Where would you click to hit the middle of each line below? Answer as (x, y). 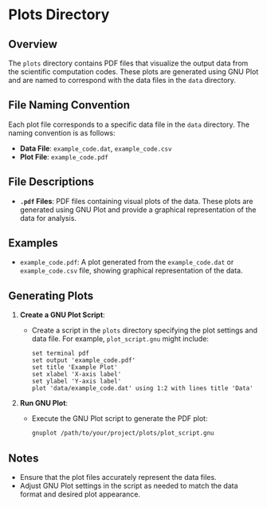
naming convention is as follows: (62, 132)
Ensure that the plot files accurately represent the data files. (118, 477)
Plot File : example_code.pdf (64, 156)
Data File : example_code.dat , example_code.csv (96, 148)
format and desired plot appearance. (80, 494)
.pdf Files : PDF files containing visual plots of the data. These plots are (136, 201)
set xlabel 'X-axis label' (77, 375)
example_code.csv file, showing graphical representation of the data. (131, 271)
